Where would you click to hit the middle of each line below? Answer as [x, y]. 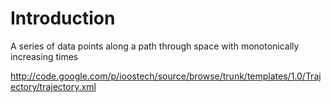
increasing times [44, 56]
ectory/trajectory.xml [53, 86]
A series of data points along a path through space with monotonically [155, 46]
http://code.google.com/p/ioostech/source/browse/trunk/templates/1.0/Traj [166, 76]
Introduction [63, 18]
